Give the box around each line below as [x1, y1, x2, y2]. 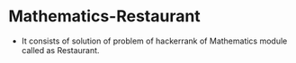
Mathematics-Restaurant [8, 6, 202, 27]
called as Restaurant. [21, 44, 100, 55]
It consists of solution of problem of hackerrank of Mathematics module [21, 35, 288, 46]
